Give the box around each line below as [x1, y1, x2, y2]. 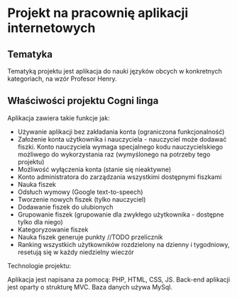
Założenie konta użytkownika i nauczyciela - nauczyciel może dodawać [17, 134, 227, 143]
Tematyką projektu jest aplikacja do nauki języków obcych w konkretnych [7, 67, 222, 75]
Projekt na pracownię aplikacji [7, 5, 189, 21]
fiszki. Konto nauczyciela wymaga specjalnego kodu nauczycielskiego [17, 142, 224, 151]
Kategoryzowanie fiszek [17, 225, 89, 234]
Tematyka [7, 48, 53, 60]
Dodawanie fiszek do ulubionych [17, 202, 114, 211]
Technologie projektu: [7, 261, 72, 270]
